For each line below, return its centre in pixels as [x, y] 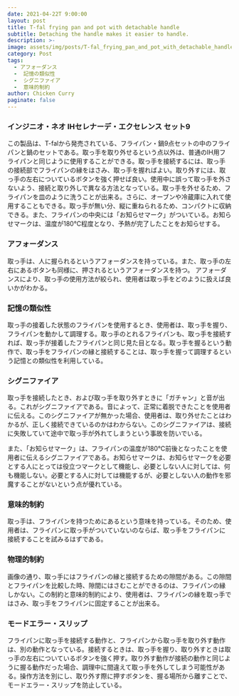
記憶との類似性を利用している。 [60, 360]
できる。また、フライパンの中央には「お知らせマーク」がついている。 [110, 215]
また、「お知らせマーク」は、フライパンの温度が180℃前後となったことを [115, 449]
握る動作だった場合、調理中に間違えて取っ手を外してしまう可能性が [119, 667]
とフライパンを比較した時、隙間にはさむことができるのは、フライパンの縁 [117, 585]
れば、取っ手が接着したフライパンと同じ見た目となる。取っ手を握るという [116, 343]
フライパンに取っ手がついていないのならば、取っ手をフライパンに [129, 530]
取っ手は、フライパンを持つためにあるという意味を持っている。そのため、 [116, 521]
